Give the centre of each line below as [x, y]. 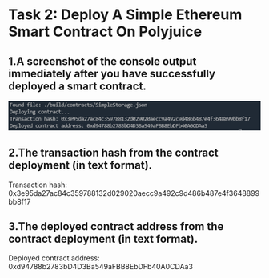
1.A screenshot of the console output [102, 61]
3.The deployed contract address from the [116, 226]
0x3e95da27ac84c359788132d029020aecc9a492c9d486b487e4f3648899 [134, 193]
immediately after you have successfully [112, 73]
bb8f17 [20, 201]
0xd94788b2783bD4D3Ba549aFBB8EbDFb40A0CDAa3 [101, 267]
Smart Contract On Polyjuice [105, 32]
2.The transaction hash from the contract [113, 153]
